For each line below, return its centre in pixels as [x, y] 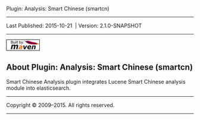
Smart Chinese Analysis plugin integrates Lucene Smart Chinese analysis [96, 81]
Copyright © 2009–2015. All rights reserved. [60, 105]
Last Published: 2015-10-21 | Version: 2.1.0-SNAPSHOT [74, 26]
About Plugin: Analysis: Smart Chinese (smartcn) [100, 67]
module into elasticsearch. [39, 88]
